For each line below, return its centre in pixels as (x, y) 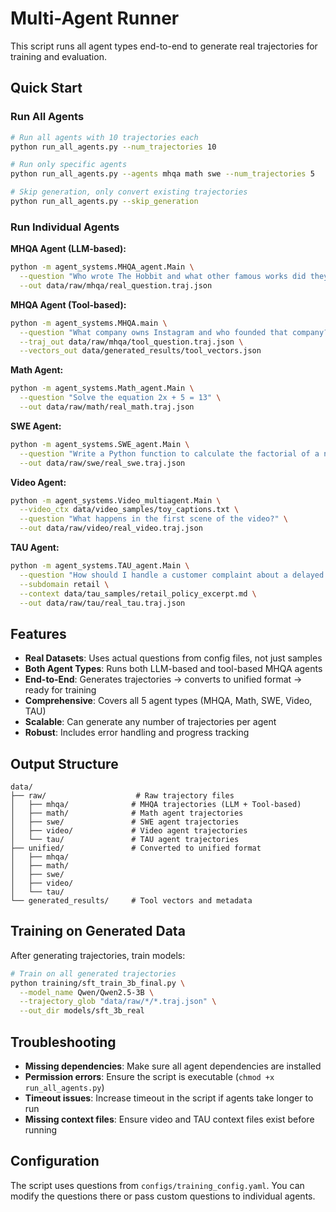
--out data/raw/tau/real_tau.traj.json (102, 603)
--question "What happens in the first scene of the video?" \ (153, 519)
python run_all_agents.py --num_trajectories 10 (113, 147)
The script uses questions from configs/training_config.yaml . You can (157, 1185)
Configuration (55, 1161)
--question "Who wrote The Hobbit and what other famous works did (163, 277)
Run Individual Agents (65, 227)
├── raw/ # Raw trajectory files (122, 796)
